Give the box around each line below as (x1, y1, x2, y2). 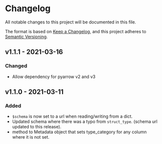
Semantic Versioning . (5, 34, 48, 40)
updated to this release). (12, 124, 61, 130)
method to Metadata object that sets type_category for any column (12, 129, 147, 135)
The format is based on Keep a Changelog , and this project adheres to (5, 28, 146, 34)
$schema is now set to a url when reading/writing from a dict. (12, 113, 133, 120)
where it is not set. (12, 134, 50, 140)
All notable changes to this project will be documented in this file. (5, 19, 137, 25)
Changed (5, 62, 28, 69)
